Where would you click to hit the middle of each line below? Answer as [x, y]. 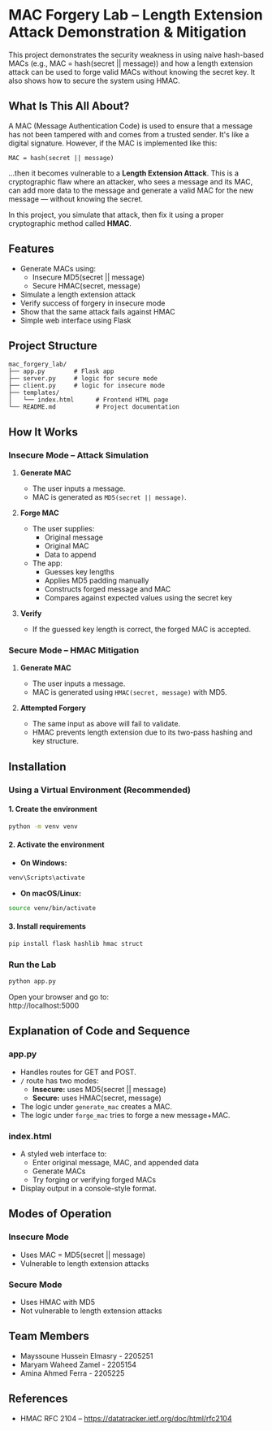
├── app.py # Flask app [61, 371]
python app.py [32, 982]
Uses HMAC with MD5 [58, 1302]
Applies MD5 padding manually [97, 581]
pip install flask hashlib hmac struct [76, 943]
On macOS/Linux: [51, 893]
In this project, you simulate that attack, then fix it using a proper [116, 215]
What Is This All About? [69, 106]
